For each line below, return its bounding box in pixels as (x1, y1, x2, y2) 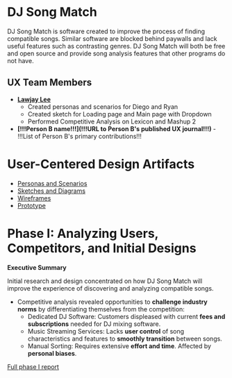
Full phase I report (7, 362, 59, 371)
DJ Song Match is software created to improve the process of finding (7, 27, 205, 35)
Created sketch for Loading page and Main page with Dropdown (27, 110, 212, 118)
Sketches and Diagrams (17, 187, 85, 195)
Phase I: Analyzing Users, (7, 225, 158, 241)
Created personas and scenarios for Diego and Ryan (27, 102, 179, 111)
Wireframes (17, 194, 51, 202)
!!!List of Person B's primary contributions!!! (17, 132, 142, 140)
